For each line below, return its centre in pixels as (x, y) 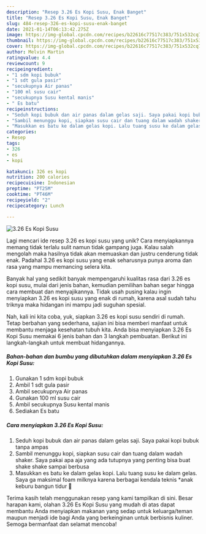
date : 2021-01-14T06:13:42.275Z (48, 29)
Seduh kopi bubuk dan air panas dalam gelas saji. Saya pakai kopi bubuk (107, 441)
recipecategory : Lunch (35, 206)
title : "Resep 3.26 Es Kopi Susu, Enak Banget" (68, 18)
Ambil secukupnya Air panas (51, 392)
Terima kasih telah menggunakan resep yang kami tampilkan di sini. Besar (100, 498)
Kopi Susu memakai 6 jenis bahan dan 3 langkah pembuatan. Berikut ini (97, 336)
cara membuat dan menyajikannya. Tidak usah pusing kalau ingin (89, 292)
